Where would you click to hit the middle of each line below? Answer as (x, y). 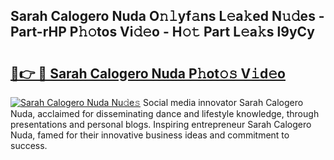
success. (29, 145)
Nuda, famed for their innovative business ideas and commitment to (150, 135)
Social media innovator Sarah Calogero (223, 102)
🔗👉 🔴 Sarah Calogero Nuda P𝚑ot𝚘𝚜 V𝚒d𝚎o (148, 73)
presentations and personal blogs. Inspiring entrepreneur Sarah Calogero (161, 124)
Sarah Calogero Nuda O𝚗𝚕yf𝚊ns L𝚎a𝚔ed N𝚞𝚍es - (167, 16)
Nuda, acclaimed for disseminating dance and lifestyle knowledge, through (165, 113)
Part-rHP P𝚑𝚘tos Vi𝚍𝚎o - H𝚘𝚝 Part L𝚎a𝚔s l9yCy (162, 32)
